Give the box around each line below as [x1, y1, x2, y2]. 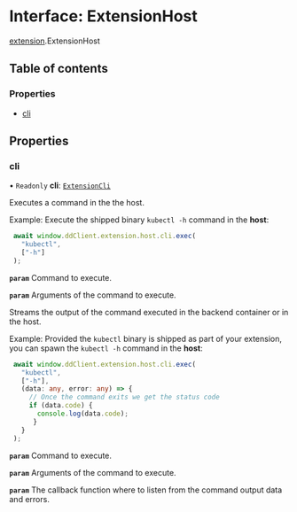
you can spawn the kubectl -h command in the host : [9, 343, 203, 353]
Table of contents [9, 61, 108, 76]
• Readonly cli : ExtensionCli [9, 180, 111, 191]
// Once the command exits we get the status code [28, 392, 220, 402]
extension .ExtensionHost [9, 35, 100, 46]
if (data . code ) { [28, 401, 93, 410]
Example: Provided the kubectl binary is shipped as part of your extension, [9, 333, 282, 344]
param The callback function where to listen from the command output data [9, 485, 283, 495]
